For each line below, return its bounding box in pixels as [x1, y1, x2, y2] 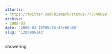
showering [5, 44, 27, 49]
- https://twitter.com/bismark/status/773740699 [5, 12, 107, 17]
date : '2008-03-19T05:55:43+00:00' [5, 26, 78, 30]
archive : [5, 16, 23, 21]
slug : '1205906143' [5, 30, 45, 35]
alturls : [5, 7, 23, 12]
